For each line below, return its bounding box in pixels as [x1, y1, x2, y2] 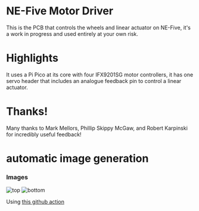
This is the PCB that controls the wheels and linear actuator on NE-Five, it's [6, 24, 191, 31]
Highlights [6, 51, 58, 65]
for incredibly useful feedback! [6, 130, 82, 138]
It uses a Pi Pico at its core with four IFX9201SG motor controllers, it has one [6, 71, 194, 78]
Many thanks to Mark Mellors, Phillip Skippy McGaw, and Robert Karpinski [6, 124, 188, 132]
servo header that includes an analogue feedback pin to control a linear [6, 77, 182, 84]
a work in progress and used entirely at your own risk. [6, 30, 139, 37]
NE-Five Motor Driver [6, 4, 114, 18]
